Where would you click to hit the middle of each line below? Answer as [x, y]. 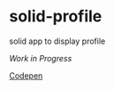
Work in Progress [41, 58]
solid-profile [56, 16]
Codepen [26, 75]
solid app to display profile [57, 41]
